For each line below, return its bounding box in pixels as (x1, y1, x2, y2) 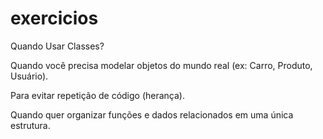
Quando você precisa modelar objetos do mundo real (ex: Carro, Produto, (10, 59, 313, 71)
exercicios (10, 7, 99, 30)
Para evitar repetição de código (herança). (10, 89, 186, 101)
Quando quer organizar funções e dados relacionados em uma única (10, 108, 294, 121)
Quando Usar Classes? (10, 40, 105, 52)
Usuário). (10, 70, 49, 82)
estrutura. (10, 119, 51, 131)
